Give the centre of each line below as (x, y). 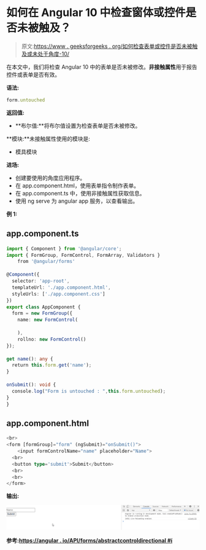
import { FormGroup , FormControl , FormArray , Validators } (83, 255)
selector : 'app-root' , (41, 281)
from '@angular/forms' (46, 262)
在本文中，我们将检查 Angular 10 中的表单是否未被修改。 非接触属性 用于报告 (102, 67)
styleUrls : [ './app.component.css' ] (59, 294)
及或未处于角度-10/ (45, 53)
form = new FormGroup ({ (42, 313)
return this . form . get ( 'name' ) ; (52, 365)
